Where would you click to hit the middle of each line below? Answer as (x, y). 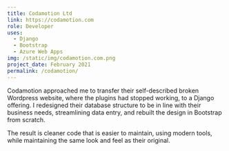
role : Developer (30, 26)
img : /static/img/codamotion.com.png (61, 58)
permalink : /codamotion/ (43, 71)
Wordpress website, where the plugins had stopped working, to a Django (111, 97)
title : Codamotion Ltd (40, 13)
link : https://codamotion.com (51, 20)
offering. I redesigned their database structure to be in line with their (104, 105)
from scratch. (27, 119)
